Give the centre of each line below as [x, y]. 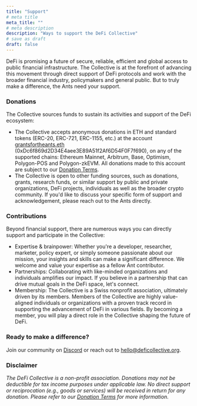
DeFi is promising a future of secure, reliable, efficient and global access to [97, 61]
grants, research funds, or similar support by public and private [91, 182]
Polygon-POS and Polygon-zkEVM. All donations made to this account [100, 163]
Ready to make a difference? [48, 337]
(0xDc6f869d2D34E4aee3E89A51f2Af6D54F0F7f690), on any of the [98, 151]
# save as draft [26, 39]
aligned [24, 303]
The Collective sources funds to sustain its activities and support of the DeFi [98, 114]
